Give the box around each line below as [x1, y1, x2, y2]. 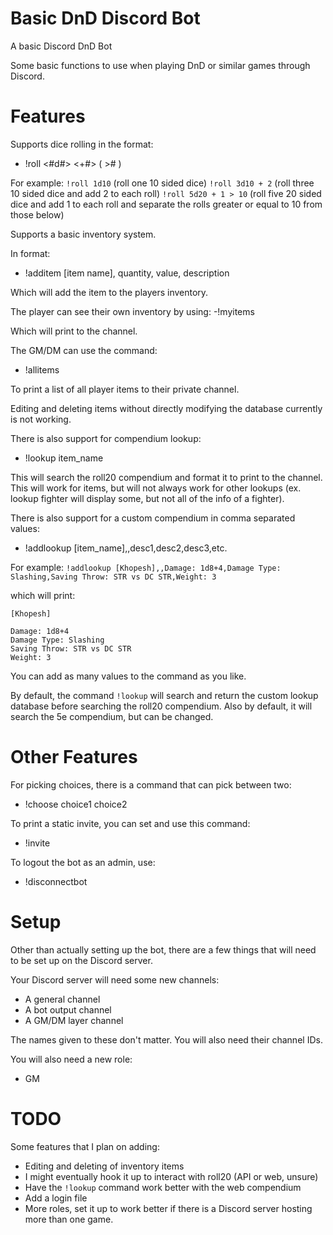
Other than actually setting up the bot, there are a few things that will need [10, 943, 317, 956]
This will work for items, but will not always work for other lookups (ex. [10, 482, 302, 494]
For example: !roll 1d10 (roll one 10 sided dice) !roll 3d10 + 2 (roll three [10, 177, 315, 189]
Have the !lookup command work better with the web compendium [24, 1181, 302, 1193]
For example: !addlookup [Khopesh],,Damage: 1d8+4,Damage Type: [10, 561, 282, 573]
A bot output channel [24, 1003, 112, 1016]
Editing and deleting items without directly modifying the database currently [10, 402, 323, 414]
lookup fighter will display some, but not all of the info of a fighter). [10, 492, 285, 504]
